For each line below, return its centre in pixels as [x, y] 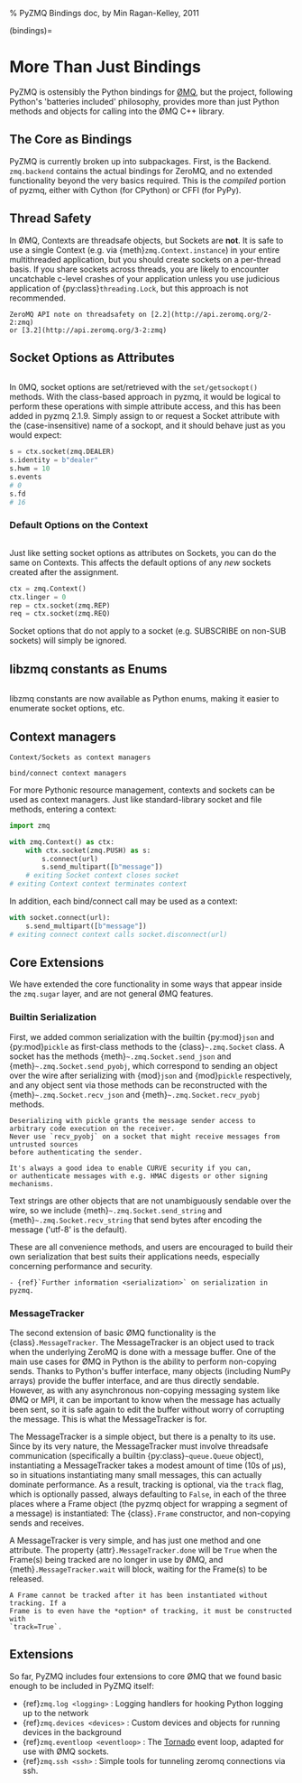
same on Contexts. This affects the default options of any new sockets [141, 562]
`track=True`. [36, 1627]
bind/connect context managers [68, 773]
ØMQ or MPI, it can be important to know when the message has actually [145, 1400]
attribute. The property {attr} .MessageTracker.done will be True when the [143, 1550]
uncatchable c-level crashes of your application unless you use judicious [145, 278]
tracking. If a [38, 1603]
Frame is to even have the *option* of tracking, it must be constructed [151, 1611]
